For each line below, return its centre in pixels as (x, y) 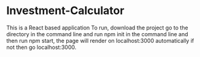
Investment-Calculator (65, 11)
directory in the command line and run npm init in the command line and (97, 34)
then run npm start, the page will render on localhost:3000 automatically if (100, 40)
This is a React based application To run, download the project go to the (97, 28)
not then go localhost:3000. (41, 47)
